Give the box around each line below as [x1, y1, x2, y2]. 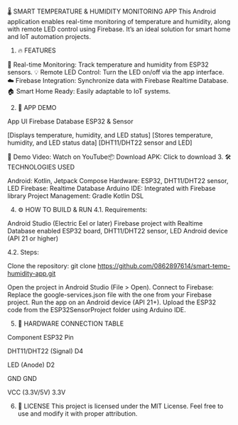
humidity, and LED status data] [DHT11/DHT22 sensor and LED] [7, 138, 193, 147]
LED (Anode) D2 [7, 360, 55, 369]
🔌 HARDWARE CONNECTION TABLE [17, 319, 124, 328]
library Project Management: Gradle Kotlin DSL [7, 192, 144, 200]
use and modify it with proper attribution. [17, 409, 138, 418]
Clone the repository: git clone [7, 262, 97, 270]
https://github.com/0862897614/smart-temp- [97, 262, 231, 270]
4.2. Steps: [7, 248, 39, 256]
